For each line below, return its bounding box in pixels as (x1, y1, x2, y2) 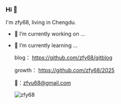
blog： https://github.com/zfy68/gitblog (14, 54, 113, 61)
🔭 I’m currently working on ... (14, 30, 85, 37)
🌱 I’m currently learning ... (14, 42, 78, 49)
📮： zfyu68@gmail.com (14, 80, 72, 87)
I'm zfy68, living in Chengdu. (5, 19, 76, 26)
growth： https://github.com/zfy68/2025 (14, 67, 115, 74)
